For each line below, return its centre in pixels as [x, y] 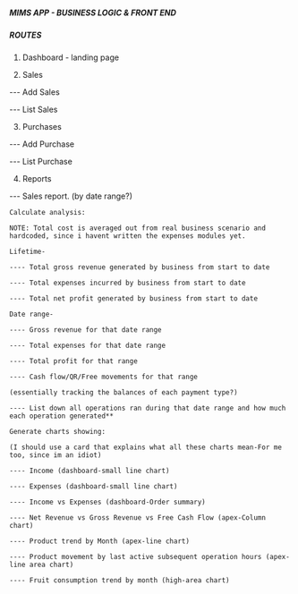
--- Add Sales [34, 92]
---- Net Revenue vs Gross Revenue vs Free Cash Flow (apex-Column [138, 518]
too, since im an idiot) [55, 455]
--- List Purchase [41, 162]
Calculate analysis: [48, 213]
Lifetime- [28, 252]
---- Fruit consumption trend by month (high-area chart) [119, 581]
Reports [37, 179]
